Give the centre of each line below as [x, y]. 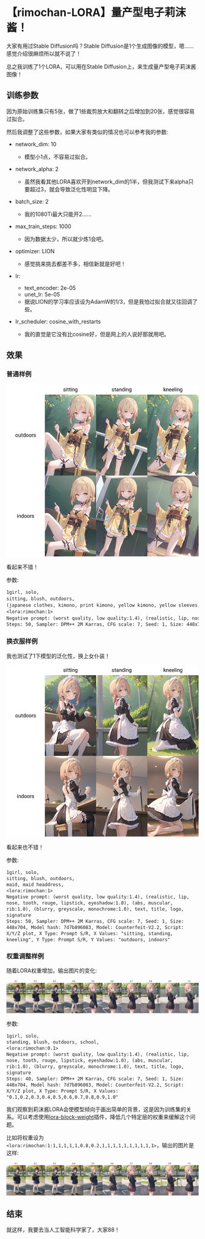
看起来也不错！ [25, 847]
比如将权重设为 [25, 1137]
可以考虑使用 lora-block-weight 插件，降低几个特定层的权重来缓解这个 [103, 1117]
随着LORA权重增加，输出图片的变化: [52, 971]
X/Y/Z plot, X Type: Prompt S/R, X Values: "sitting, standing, [90, 934]
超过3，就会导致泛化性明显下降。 [72, 189]
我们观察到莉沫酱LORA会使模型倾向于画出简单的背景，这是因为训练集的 [96, 1109]
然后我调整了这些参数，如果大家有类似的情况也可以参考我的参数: [88, 131]
